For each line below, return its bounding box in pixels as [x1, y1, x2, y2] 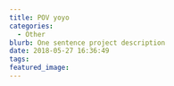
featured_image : [9, 64, 70, 73]
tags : [9, 55, 29, 64]
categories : [9, 21, 54, 30]
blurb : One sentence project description [9, 38, 166, 47]
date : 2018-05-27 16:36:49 [9, 47, 110, 56]
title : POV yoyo [9, 13, 70, 22]
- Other [17, 30, 46, 39]
